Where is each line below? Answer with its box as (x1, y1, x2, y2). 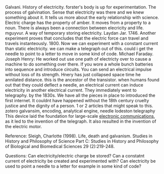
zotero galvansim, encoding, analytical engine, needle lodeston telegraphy (5, 108, 156, 114)
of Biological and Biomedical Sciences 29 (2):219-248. (5, 144, 115, 149)
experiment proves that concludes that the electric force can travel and (5, 35, 148, 41)
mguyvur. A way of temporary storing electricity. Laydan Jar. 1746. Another (5, 30, 156, 36)
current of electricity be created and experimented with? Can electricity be (5, 158, 156, 164)
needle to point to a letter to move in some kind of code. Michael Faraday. (5, 51, 154, 57)
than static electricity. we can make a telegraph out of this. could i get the (5, 46, 153, 51)
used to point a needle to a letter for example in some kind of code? (5, 163, 141, 169)
